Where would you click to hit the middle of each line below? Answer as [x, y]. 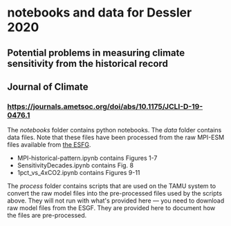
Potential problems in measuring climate [96, 53]
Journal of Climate [48, 86]
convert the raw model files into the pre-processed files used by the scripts [115, 194]
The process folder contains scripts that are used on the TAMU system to [112, 186]
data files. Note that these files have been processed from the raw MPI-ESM [116, 137]
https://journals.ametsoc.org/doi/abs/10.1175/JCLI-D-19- [105, 106]
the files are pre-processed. [47, 216]
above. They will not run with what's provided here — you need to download [116, 201]
